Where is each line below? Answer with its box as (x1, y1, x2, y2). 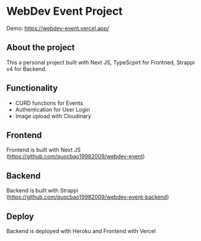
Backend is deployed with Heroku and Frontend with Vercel (6, 228, 156, 234)
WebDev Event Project (6, 4, 123, 18)
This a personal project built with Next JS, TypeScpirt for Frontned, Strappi (6, 58, 195, 66)
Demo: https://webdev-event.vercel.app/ (6, 25, 109, 32)
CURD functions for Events (15, 99, 83, 107)
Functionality (6, 83, 58, 93)
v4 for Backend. (6, 65, 47, 72)
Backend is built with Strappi (6, 187, 78, 194)
